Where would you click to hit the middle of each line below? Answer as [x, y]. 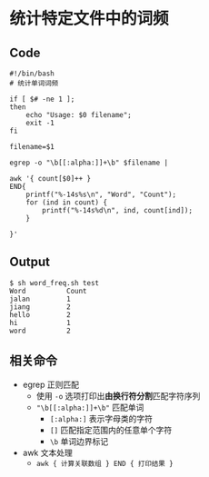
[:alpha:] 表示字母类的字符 [101, 418]
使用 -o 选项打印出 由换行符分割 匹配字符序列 [118, 395]
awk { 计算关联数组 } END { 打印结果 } [105, 463]
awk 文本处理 [47, 452]
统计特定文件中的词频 [90, 19]
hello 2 [40, 314]
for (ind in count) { [66, 203]
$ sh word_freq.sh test [55, 283]
